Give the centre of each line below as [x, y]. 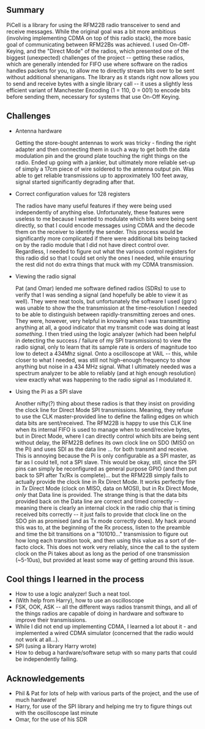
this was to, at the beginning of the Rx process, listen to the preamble [103, 527]
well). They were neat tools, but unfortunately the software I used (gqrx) [106, 301]
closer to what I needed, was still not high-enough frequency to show [103, 360]
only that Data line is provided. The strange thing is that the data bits [101, 494]
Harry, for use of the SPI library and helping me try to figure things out [103, 706]
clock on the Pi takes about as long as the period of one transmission [102, 553]
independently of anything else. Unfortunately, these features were [100, 212]
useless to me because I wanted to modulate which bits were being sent [106, 219]
